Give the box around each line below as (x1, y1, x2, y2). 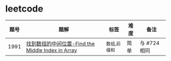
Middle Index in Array (26, 46, 77, 53)
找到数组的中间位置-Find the (26, 40, 95, 47)
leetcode (5, 3, 43, 15)
